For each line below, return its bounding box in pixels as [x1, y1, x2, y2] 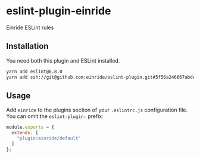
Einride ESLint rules [6, 24, 54, 31]
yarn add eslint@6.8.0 [6, 69, 62, 75]
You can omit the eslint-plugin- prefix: [6, 113, 104, 120]
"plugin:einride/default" [17, 135, 82, 141]
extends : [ [11, 130, 39, 136]
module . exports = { [6, 124, 55, 131]
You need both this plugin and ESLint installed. [6, 57, 120, 64]
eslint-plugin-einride [6, 4, 111, 18]
